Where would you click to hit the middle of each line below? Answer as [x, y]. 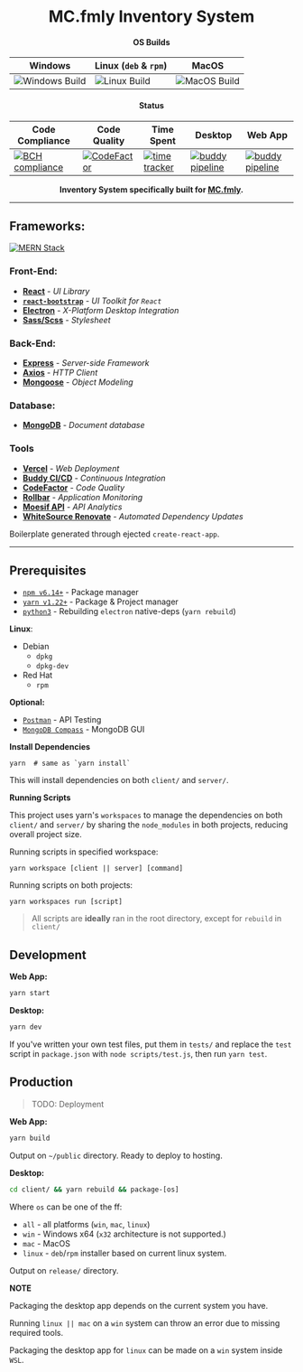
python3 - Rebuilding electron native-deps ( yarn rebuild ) [129, 611]
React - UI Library [56, 291]
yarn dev [26, 1027]
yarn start [30, 994]
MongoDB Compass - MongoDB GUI [83, 730]
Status [151, 105]
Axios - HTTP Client [60, 373]
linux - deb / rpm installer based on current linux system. [124, 1253]
